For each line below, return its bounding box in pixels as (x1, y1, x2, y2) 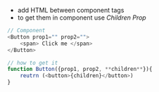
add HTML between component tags (17, 6, 125, 14)
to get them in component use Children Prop (17, 13, 146, 22)
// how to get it (7, 59, 58, 66)
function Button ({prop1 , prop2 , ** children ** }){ (7, 66, 153, 73)
